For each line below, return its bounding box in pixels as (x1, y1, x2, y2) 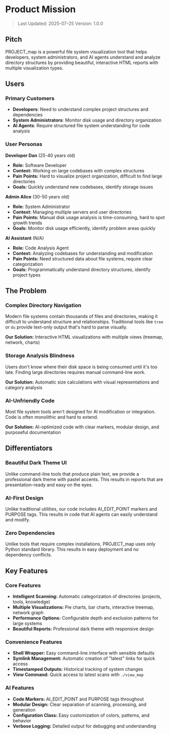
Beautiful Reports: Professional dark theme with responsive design (12, 626, 154, 632)
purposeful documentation (5, 429, 61, 435)
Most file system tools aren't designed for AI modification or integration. (5, 408, 156, 415)
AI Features (5, 684, 35, 691)
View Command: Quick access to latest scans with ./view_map (12, 671, 144, 678)
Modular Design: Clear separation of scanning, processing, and (12, 701, 147, 708)
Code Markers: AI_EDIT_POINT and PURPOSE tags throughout (12, 696, 144, 702)
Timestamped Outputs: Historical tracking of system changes (12, 666, 144, 672)
